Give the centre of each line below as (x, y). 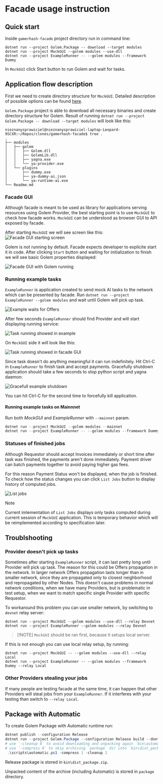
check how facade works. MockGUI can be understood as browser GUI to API (81, 218)
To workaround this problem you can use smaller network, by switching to (79, 608)
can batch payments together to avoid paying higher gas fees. (67, 464)
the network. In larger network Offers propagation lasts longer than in (74, 573)
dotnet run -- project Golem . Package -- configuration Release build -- (78, 739)
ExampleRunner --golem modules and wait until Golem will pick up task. (75, 300)
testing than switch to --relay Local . (42, 699)
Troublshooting (29, 538)
